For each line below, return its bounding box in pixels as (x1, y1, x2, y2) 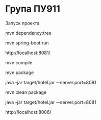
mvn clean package (5, 89, 47, 95)
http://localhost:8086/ (5, 109, 52, 115)
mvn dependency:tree (5, 30, 52, 36)
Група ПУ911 (5, 3, 60, 15)
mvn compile (5, 59, 33, 65)
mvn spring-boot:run (5, 39, 49, 46)
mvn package (5, 69, 34, 76)
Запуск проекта (5, 20, 40, 26)
